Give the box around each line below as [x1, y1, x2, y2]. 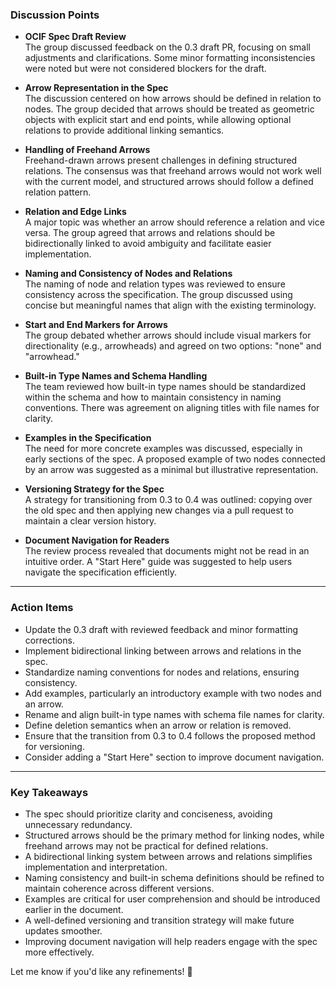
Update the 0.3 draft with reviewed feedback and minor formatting [24, 623, 299, 635]
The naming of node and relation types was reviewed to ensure [24, 278, 286, 290]
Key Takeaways [10, 785, 89, 799]
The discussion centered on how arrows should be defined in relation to [24, 93, 322, 105]
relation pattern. [24, 186, 92, 198]
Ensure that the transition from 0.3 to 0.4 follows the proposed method [24, 729, 316, 742]
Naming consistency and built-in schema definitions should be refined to [24, 871, 325, 883]
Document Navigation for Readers [24, 534, 170, 547]
